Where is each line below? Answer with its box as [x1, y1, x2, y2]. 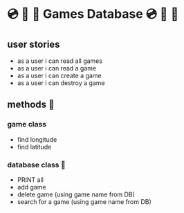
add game [17, 183, 46, 191]
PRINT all [17, 175, 44, 184]
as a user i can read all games [17, 57, 102, 65]
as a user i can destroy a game [17, 79, 105, 87]
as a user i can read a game [17, 64, 97, 72]
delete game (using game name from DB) [17, 190, 135, 198]
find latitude [17, 142, 52, 151]
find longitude [17, 135, 57, 143]
